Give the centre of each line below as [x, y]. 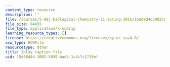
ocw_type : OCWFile [25, 43]
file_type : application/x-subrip [40, 29]
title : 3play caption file [34, 52]
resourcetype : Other [27, 47]
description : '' [22, 15]
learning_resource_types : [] [36, 33]
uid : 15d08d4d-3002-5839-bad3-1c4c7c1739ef [52, 57]
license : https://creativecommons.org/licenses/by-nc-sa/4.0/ [72, 38]
